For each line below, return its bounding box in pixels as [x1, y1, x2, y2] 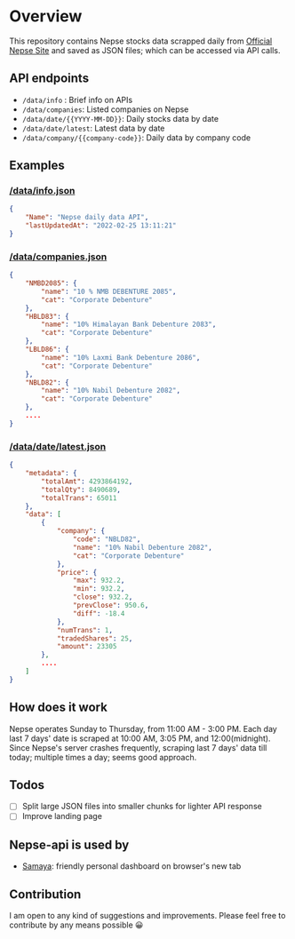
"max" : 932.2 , [72, 576, 125, 585]
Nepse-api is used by [9, 837, 130, 852]
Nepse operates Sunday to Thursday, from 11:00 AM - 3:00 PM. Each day [9, 723, 277, 734]
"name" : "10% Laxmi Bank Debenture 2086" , [41, 353, 201, 362]
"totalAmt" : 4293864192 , [41, 477, 133, 486]
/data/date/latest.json [9, 440, 107, 452]
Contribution [9, 887, 82, 902]
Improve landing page [21, 811, 102, 822]
